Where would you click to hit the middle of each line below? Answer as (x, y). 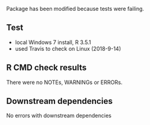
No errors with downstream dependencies (59, 116)
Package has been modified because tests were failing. (75, 9)
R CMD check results (47, 68)
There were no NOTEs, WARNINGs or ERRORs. (64, 82)
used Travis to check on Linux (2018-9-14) (68, 48)
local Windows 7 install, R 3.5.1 (53, 42)
